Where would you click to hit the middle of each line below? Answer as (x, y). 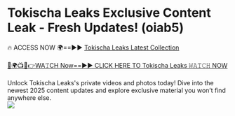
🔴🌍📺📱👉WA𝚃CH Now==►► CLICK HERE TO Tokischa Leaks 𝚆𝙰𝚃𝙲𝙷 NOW (117, 65)
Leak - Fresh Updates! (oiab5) (96, 28)
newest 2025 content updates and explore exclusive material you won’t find (117, 90)
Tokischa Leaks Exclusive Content (109, 13)
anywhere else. (29, 97)
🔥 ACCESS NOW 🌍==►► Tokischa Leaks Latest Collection (93, 48)
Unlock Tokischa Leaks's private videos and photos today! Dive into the (110, 82)
